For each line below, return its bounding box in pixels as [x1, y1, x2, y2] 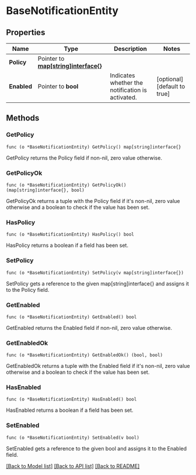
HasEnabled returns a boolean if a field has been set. [6, 407, 134, 414]
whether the [110, 79, 143, 87]
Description [113, 45, 148, 53]
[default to [156, 82, 185, 90]
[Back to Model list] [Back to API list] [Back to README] [6, 462, 140, 469]
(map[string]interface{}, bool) [6, 187, 85, 193]
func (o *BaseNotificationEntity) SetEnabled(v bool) [6, 435, 140, 440]
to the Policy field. [6, 286, 50, 293]
